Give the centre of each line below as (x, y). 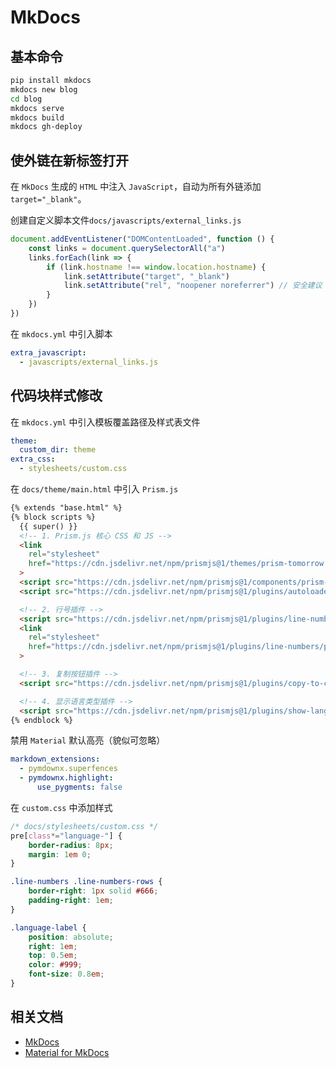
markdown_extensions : (55, 759)
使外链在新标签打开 (69, 160)
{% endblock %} (42, 720)
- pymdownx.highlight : (66, 778)
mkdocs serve (37, 108)
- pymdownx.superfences (68, 769)
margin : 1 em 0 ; (60, 854)
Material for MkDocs (67, 1052)
